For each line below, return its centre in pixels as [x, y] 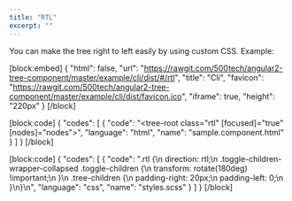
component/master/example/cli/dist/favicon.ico [96, 96]
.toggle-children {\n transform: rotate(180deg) [164, 168]
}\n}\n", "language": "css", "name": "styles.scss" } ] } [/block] [121, 187]
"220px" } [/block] [42, 105]
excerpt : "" [31, 26]
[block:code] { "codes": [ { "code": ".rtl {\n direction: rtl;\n [114, 158]
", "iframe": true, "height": [228, 96]
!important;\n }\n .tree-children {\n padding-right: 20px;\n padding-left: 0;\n [146, 177]
